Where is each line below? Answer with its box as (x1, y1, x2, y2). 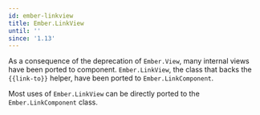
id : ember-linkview (8, 11, 74, 20)
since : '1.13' (8, 34, 56, 43)
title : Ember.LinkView (8, 19, 84, 27)
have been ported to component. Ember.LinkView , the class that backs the (8, 65, 252, 75)
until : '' (8, 27, 42, 35)
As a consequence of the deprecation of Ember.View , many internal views (8, 56, 250, 66)
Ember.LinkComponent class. (8, 97, 99, 107)
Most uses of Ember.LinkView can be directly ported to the (8, 89, 201, 99)
